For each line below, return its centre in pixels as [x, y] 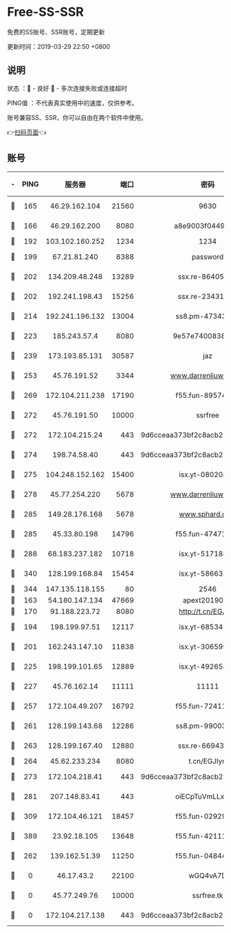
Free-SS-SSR [45, 12]
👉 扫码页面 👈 [27, 132]
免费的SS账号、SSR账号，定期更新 [56, 32]
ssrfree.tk [208, 895]
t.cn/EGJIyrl [208, 761]
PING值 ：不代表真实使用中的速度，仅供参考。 [73, 103]
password [208, 257]
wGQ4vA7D [208, 875]
